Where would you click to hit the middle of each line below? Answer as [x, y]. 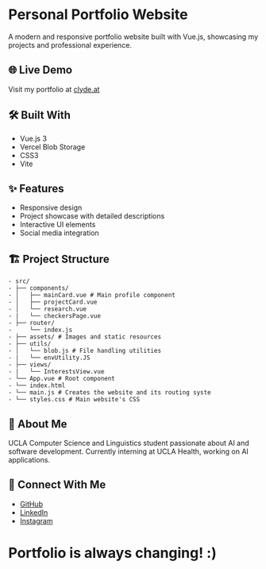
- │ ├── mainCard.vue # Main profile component [92, 296]
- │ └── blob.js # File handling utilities [85, 351]
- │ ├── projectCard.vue [53, 302]
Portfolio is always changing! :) [112, 553]
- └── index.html [37, 386]
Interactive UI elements [58, 225]
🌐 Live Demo [40, 70]
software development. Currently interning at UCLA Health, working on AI [128, 451]
